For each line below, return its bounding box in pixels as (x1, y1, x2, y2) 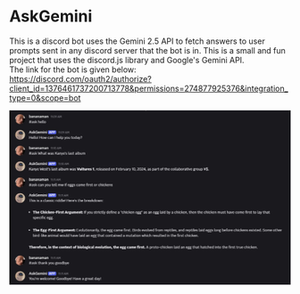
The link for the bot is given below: (9, 64, 137, 75)
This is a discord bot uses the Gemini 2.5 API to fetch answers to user (9, 36, 265, 46)
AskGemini (9, 6, 93, 27)
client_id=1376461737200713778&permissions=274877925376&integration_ (9, 83, 288, 94)
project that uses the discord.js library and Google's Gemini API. (9, 54, 245, 65)
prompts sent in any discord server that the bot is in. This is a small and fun (9, 45, 286, 55)
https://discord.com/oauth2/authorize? (9, 73, 152, 84)
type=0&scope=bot (9, 92, 81, 103)
